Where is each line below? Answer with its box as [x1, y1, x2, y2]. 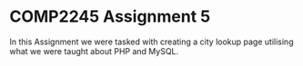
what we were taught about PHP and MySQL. [9, 45, 179, 56]
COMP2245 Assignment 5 [9, 6, 211, 27]
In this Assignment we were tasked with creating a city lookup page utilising [9, 36, 294, 47]
